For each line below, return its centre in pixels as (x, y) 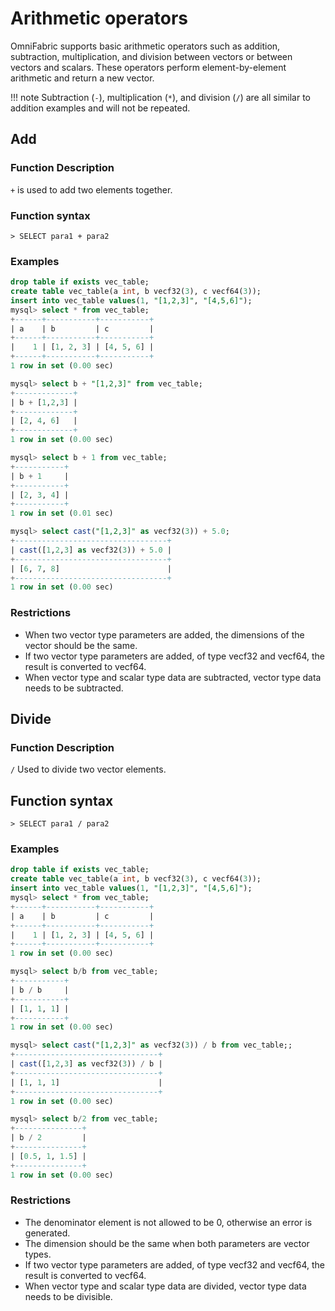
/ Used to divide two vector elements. (88, 769)
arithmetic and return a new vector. (82, 78)
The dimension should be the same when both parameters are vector (167, 1243)
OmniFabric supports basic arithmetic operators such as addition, (145, 46)
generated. (47, 1233)
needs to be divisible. (68, 1296)
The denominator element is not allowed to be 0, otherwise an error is (168, 1222)
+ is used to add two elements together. (91, 189)
